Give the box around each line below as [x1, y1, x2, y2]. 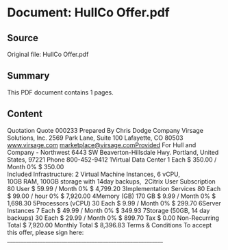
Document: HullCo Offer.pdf [7, 5, 170, 21]
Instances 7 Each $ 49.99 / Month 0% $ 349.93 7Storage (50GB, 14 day [7, 206, 210, 214]
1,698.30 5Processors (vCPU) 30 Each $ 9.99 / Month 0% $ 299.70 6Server [7, 199, 221, 207]
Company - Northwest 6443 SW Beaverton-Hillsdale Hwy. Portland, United [7, 148, 219, 156]
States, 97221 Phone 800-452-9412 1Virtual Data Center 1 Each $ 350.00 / [7, 155, 217, 164]
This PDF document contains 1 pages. [7, 88, 114, 97]
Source [7, 32, 39, 44]
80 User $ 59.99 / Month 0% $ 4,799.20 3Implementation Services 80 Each [7, 184, 221, 192]
